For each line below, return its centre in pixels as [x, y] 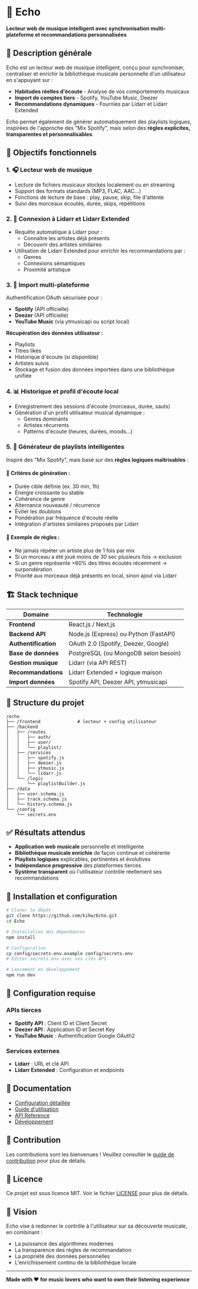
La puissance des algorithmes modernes [64, 1244]
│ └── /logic [25, 778]
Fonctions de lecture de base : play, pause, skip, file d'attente [89, 198]
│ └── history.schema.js [39, 804]
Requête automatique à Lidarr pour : [59, 232]
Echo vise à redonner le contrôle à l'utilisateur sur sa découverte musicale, [97, 1226]
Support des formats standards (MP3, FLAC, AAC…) [78, 191]
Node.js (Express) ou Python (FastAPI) [122, 634]
